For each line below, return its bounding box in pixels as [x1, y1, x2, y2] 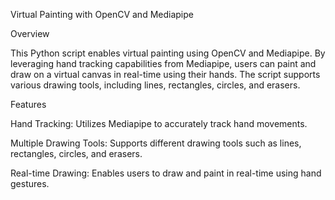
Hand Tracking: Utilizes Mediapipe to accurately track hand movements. [10, 118, 308, 129]
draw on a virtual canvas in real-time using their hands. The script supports [10, 69, 321, 80]
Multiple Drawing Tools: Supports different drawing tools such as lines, [10, 137, 302, 149]
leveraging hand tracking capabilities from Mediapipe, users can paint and [10, 58, 317, 69]
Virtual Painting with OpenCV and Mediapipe [10, 9, 194, 20]
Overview [10, 28, 50, 39]
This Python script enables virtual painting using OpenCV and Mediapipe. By [10, 47, 326, 59]
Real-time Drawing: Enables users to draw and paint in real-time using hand [10, 167, 322, 179]
